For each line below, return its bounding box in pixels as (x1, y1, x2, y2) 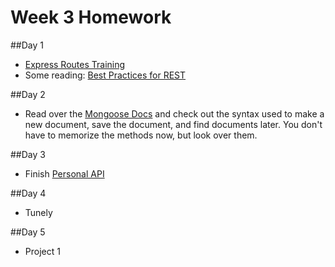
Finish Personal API (24, 167, 105, 180)
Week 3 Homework (10, 6, 172, 29)
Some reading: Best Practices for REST (24, 69, 187, 81)
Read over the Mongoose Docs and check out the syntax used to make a (24, 107, 325, 120)
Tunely (24, 206, 53, 218)
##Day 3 (10, 148, 46, 160)
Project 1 (24, 245, 61, 257)
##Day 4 (10, 187, 47, 199)
